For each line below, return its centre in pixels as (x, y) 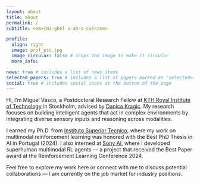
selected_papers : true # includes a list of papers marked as (85, 77)
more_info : (25, 61)
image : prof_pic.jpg (37, 50)
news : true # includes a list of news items (62, 72)
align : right (28, 45)
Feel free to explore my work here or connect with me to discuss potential (97, 168)
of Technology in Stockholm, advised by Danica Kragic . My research (90, 106)
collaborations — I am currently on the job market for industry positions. (94, 174)
